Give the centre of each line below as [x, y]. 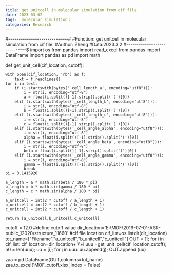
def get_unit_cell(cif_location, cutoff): [45, 65]
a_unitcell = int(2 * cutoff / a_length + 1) [55, 201]
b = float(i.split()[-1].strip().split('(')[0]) [77, 111]
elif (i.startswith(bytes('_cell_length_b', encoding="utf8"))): [86, 102]
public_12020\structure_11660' [37, 233]
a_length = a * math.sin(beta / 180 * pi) [51, 183]
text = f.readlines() [37, 79]
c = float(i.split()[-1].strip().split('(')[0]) [77, 124]
